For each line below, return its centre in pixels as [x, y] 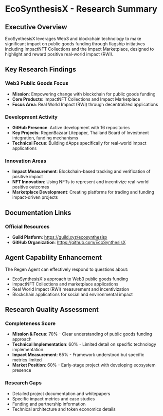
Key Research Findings [41, 69]
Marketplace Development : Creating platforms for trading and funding [83, 192]
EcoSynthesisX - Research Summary [81, 9]
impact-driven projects [35, 197]
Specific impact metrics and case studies [54, 398]
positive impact [27, 177]
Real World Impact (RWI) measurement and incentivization [71, 289]
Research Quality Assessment [52, 310]
